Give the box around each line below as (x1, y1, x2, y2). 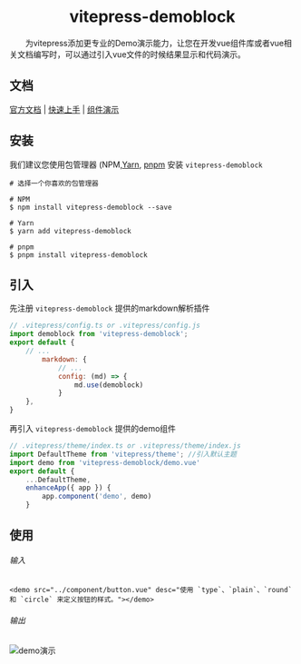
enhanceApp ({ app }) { (25, 483, 112, 492)
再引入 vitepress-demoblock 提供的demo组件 (9, 423, 177, 433)
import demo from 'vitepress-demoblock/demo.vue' (9, 458, 201, 467)
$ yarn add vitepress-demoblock (9, 226, 131, 235)
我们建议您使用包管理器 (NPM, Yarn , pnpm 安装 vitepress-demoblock (9, 159, 263, 170)
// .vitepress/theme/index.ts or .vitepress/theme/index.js (9, 441, 242, 451)
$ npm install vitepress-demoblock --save (9, 203, 172, 212)
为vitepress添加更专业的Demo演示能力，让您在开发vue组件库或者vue (25, 37, 284, 48)
